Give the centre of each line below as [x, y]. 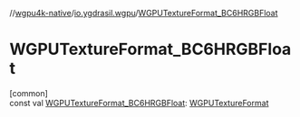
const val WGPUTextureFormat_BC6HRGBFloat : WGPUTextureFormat [139, 103]
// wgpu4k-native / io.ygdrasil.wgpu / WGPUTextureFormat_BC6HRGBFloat [144, 13]
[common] [29, 93]
